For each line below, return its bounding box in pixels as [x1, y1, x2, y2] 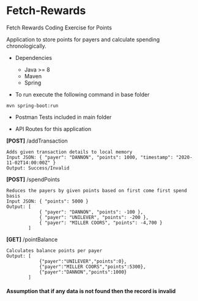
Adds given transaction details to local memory [6, 149, 133, 155]
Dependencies [15, 54, 53, 61]
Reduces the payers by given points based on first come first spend [6, 187, 188, 193]
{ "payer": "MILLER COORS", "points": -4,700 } [38, 220, 163, 226]
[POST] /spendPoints [6, 176, 60, 183]
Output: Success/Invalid [6, 165, 70, 171]
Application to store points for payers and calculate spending [6, 35, 160, 43]
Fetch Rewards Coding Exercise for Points [6, 24, 112, 31]
